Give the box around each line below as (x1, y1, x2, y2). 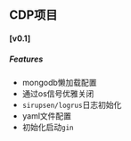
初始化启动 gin (21, 121, 74, 132)
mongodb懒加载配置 (21, 77, 97, 87)
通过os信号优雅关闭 (21, 87, 94, 99)
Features (9, 54, 44, 64)
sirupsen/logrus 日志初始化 (21, 99, 122, 110)
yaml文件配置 (21, 110, 72, 121)
